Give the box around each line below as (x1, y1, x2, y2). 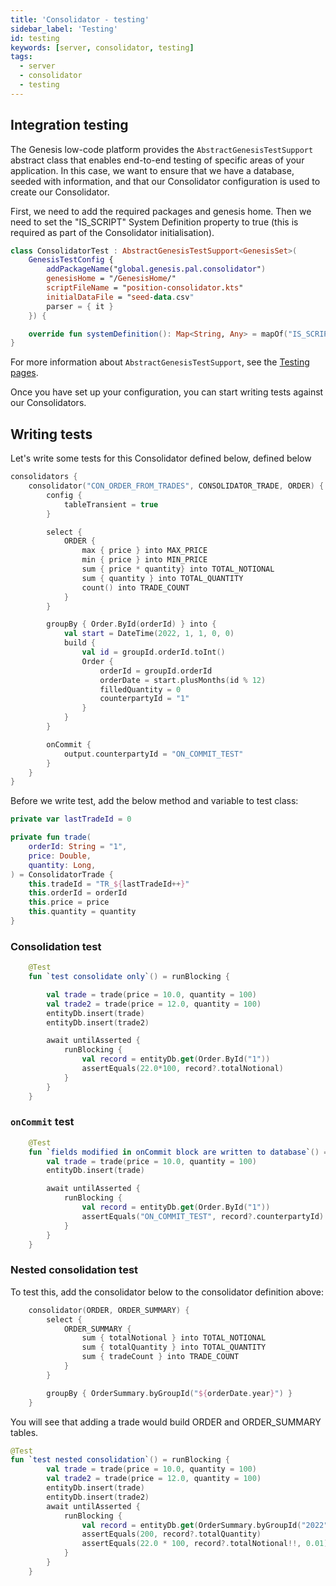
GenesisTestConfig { (28, 255, 114, 265)
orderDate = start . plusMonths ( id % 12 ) (99, 675, 267, 685)
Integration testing (10, 117, 129, 134)
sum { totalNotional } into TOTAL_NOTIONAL (81, 1333, 267, 1343)
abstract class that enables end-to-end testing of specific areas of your (10, 154, 305, 166)
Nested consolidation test (10, 1263, 139, 1277)
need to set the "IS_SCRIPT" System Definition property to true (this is (10, 216, 299, 228)
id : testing (10, 33, 60, 43)
